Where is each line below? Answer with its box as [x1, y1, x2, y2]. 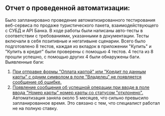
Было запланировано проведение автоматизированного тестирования [5, 17, 156, 23]
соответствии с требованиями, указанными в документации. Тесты [5, 33, 149, 39]
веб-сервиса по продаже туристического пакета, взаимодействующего [5, 22, 159, 28]
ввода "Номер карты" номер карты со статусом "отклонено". [12, 89, 144, 95]
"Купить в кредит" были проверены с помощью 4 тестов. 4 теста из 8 [5, 48, 154, 54]
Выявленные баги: [5, 59, 45, 65]
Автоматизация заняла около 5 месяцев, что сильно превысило [12, 95, 149, 101]
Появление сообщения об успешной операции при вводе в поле [12, 84, 150, 90]
